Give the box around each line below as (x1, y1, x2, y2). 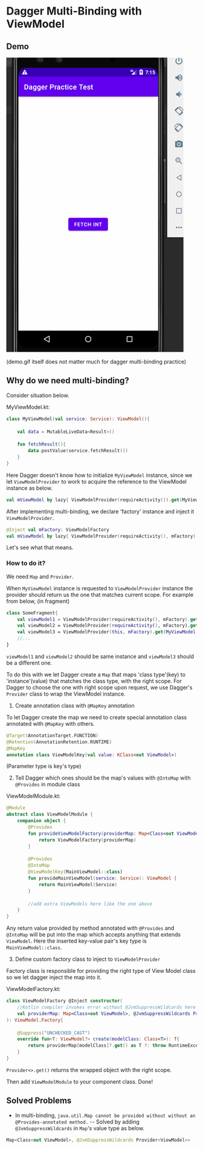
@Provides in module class (14, 781, 80, 788)
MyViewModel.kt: (6, 403, 50, 410)
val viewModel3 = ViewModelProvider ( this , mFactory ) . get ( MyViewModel (17, 629, 196, 635)
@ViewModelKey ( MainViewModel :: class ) (28, 869, 123, 875)
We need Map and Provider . (6, 573, 74, 580)
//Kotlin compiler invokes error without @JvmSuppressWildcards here (17, 1004, 196, 1010)
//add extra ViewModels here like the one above (28, 901, 153, 907)
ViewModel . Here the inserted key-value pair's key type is (6, 937, 147, 945)
